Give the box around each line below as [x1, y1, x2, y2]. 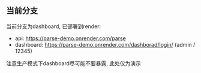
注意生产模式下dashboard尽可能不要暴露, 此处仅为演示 [6, 59, 141, 67]
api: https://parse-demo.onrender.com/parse [14, 35, 126, 42]
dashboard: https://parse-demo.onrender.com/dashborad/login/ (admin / [14, 41, 196, 48]
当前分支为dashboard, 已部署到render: [6, 23, 101, 30]
